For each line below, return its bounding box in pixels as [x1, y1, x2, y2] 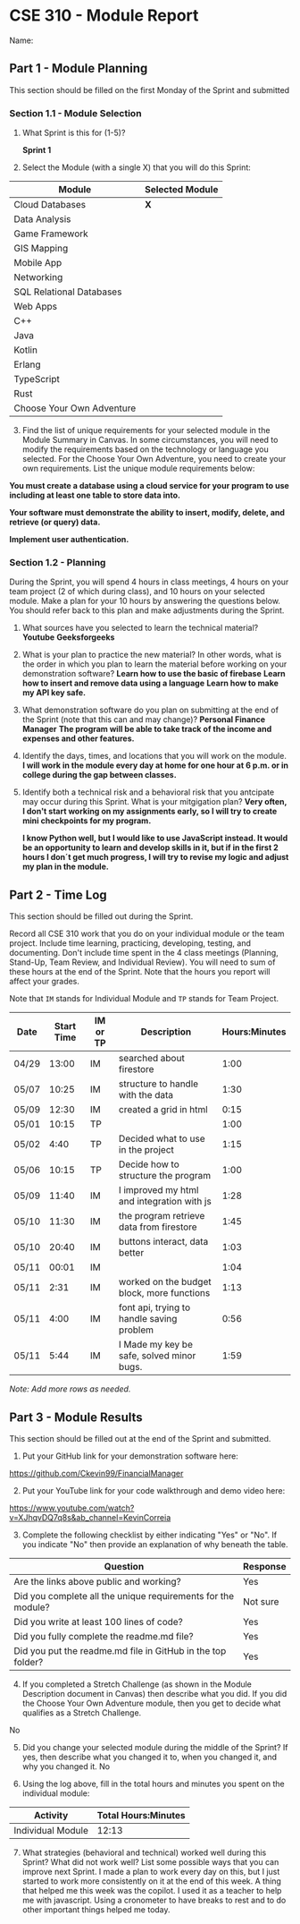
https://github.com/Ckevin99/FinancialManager [9, 1468, 184, 1478]
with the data [119, 1089, 174, 1102]
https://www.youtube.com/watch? [9, 1503, 135, 1513]
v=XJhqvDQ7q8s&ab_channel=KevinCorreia [9, 1511, 171, 1522]
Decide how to [119, 1158, 180, 1171]
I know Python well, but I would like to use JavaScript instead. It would [21, 833, 288, 844]
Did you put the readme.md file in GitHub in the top [13, 1644, 227, 1656]
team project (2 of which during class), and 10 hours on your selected [9, 586, 265, 597]
